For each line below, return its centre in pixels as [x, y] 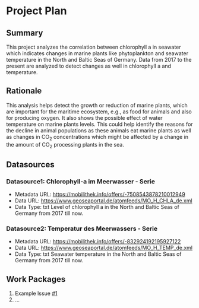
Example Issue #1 [36, 293]
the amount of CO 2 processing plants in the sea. [65, 145]
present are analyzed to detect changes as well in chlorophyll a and [89, 66]
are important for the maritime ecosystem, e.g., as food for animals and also [99, 112]
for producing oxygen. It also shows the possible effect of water [84, 118]
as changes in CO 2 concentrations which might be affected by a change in [97, 137]
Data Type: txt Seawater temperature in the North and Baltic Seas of [98, 254]
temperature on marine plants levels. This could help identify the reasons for [99, 124]
